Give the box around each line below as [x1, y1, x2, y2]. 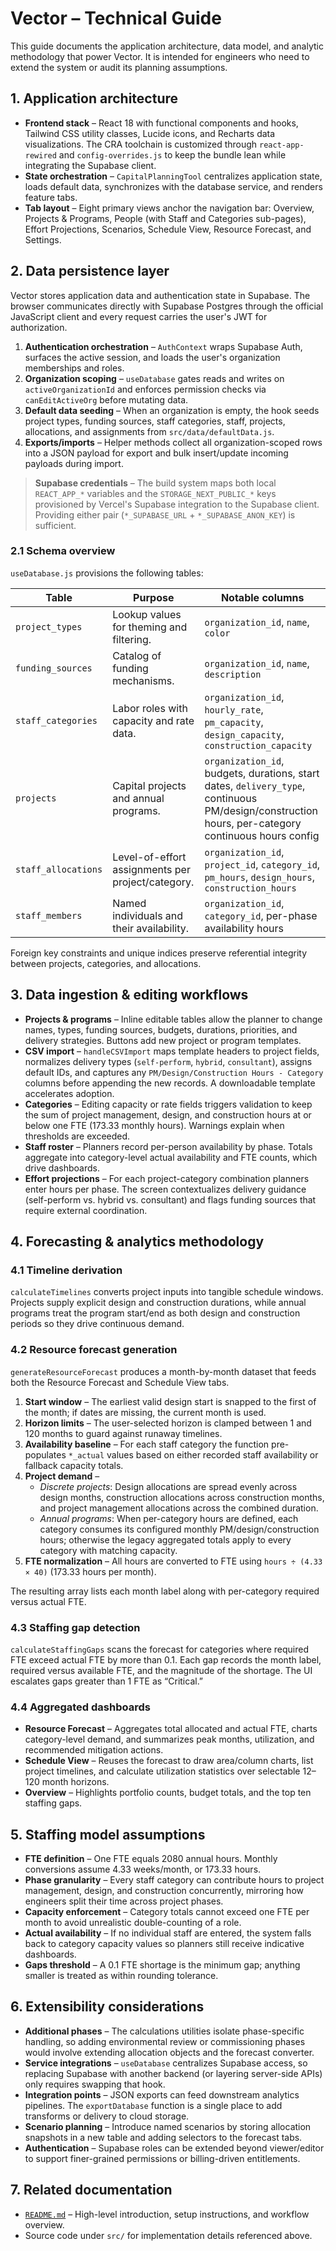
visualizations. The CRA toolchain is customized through [24, 138, 258, 150]
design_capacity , [204, 727, 285, 741]
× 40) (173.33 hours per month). [24, 1565, 157, 1577]
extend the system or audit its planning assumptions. [10, 61, 228, 73]
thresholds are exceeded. [24, 1130, 131, 1142]
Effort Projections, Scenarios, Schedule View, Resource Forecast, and [24, 223, 312, 235]
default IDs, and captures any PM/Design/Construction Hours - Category [24, 1066, 324, 1078]
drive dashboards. [24, 1162, 100, 1174]
